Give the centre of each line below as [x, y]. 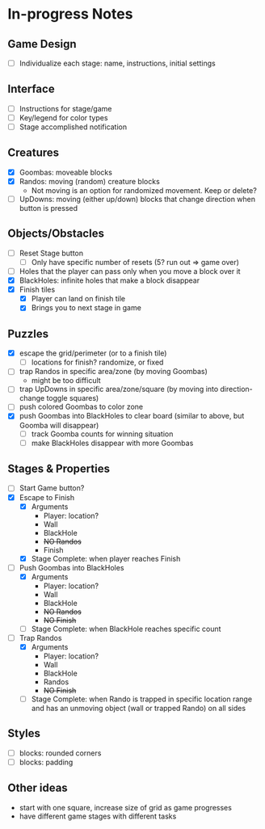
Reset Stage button [51, 253]
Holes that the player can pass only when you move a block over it [130, 271]
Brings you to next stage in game [86, 308]
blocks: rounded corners [60, 753]
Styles [24, 733]
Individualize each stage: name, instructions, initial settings [117, 63]
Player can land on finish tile [78, 299]
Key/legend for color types [63, 117]
